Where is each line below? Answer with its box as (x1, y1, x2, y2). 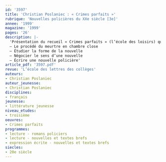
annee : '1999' (5, 21, 35, 26)
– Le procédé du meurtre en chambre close (9, 44, 98, 49)
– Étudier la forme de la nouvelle (9, 48, 83, 53)
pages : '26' (5, 30, 30, 35)
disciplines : (5, 90, 32, 95)
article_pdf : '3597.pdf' (5, 62, 56, 67)
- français (5, 94, 28, 99)
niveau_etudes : (5, 108, 37, 114)
